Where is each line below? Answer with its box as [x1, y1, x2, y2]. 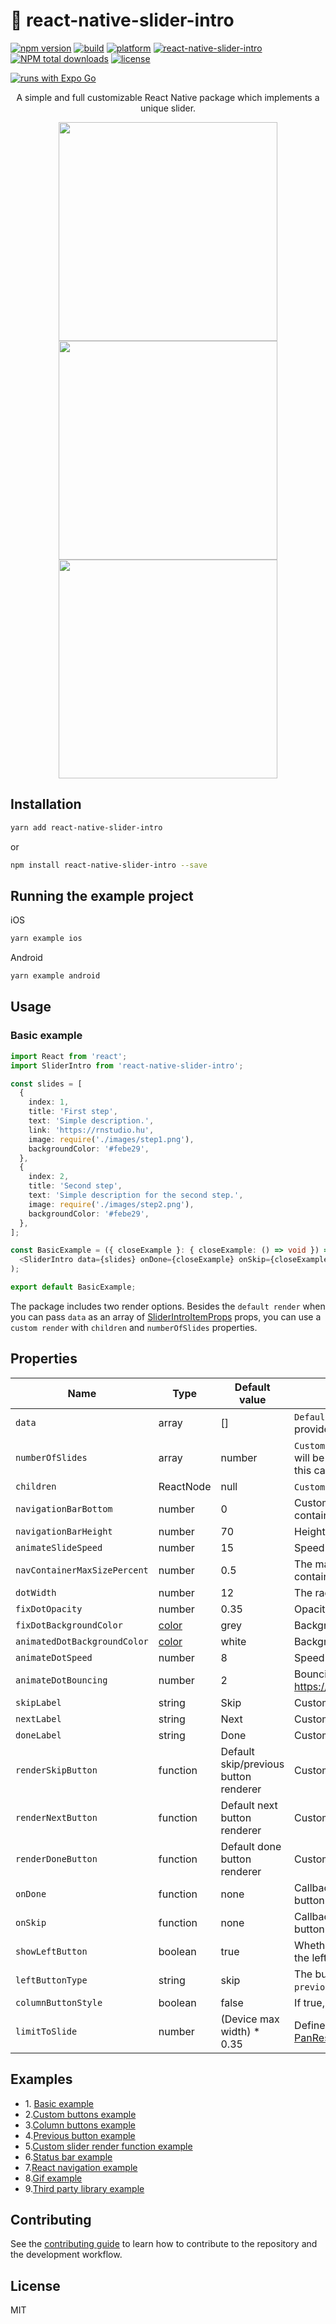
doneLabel [15, 1729, 62, 1741]
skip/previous [220, 1757, 285, 1771]
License [10, 2277, 61, 2294]
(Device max [220, 2012, 280, 2026]
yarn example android [10, 971, 101, 981]
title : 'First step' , [28, 1107, 118, 1117]
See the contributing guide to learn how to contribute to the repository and [10, 2238, 318, 2250]
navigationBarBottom [15, 1503, 113, 1514]
